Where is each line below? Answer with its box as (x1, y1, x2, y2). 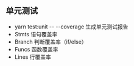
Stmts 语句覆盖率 (14, 30, 58, 38)
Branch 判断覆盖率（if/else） (14, 38, 87, 45)
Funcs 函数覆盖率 (14, 45, 58, 53)
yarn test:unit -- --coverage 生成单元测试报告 (14, 23, 129, 30)
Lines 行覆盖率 (14, 53, 51, 61)
